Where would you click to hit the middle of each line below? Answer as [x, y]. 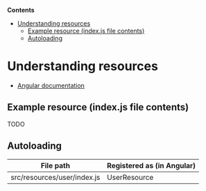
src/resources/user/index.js [55, 177]
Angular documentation [51, 85]
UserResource [130, 177]
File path [55, 165]
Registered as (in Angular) [152, 165]
